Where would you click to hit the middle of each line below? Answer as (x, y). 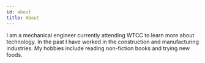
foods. (14, 54)
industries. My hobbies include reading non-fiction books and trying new (98, 48)
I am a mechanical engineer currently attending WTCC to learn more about (100, 35)
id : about (19, 12)
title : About (23, 18)
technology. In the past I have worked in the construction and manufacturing (102, 42)
